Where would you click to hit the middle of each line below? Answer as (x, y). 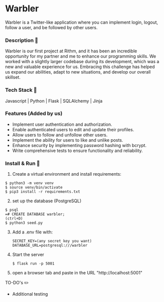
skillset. (13, 77)
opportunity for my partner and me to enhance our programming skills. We (81, 56)
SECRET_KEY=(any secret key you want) (52, 241)
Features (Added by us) (34, 113)
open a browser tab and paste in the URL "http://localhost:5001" (77, 273)
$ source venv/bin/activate (34, 188)
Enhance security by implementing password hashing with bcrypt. (79, 145)
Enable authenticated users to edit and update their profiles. (73, 129)
